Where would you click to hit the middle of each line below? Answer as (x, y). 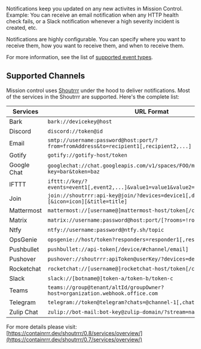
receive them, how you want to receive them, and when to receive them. (95, 45)
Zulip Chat (24, 312)
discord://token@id (75, 131)
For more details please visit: (42, 327)
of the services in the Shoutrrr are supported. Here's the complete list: (93, 97)
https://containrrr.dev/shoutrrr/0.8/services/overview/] (75, 333)
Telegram (22, 302)
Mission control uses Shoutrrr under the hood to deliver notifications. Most (98, 90)
